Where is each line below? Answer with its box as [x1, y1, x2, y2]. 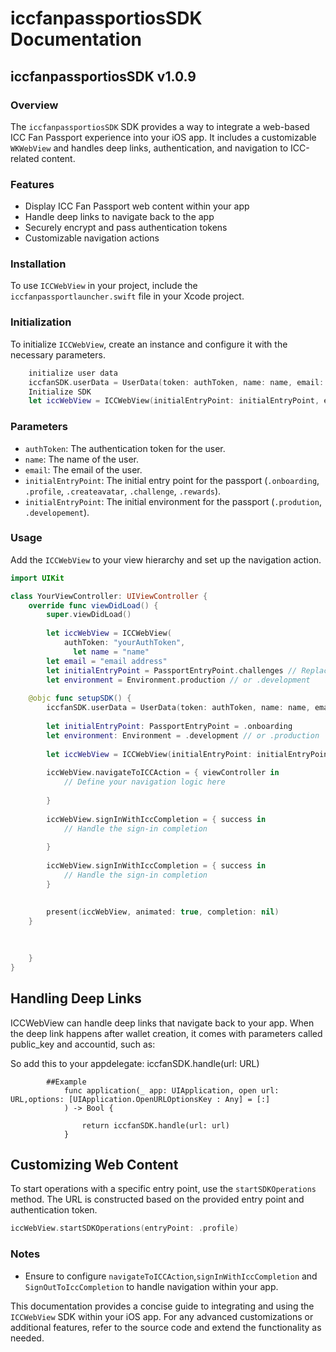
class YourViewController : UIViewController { [10, 591, 208, 601]
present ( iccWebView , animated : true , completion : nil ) [46, 907, 280, 917]
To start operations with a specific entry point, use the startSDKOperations [10, 1183, 317, 1195]
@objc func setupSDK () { [28, 693, 132, 704]
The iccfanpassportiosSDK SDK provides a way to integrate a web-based [10, 120, 310, 132]
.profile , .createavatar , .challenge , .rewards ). [24, 485, 222, 497]
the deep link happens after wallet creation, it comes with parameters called [10, 1027, 323, 1039]
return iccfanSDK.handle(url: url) [81, 1120, 230, 1131]
